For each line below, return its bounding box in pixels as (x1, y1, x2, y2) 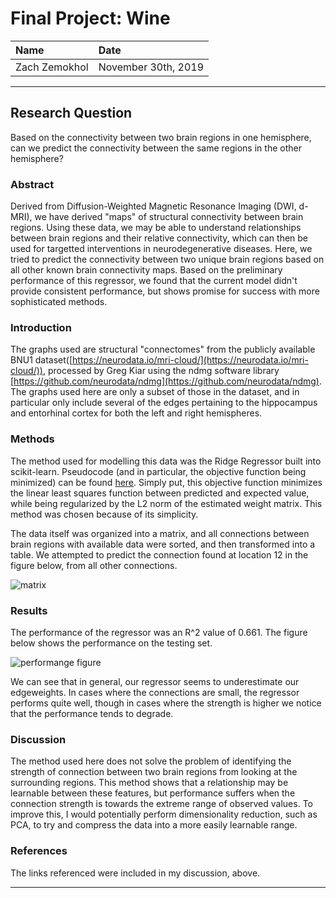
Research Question (10, 105, 133, 122)
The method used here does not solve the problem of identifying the (10, 755, 292, 767)
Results (10, 603, 48, 617)
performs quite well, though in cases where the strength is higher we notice (10, 697, 322, 709)
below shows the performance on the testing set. (10, 637, 213, 649)
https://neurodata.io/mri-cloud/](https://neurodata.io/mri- (72, 354, 309, 366)
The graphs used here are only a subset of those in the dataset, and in (10, 386, 300, 398)
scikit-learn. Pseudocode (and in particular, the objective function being (10, 465, 307, 477)
